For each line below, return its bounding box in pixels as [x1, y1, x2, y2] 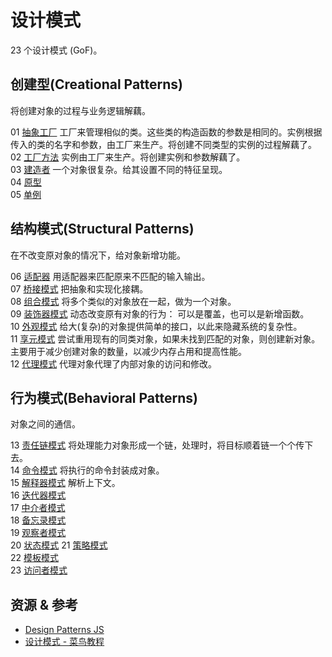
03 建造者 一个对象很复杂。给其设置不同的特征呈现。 [10, 163, 228, 175]
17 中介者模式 [10, 502, 66, 514]
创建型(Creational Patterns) [10, 76, 184, 93]
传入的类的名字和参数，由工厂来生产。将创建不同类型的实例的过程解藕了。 [10, 138, 317, 150]
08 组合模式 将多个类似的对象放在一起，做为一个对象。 [10, 295, 237, 307]
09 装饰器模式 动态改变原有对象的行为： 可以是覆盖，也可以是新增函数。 [10, 307, 310, 320]
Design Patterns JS [24, 624, 105, 636]
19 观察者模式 [10, 527, 67, 539]
